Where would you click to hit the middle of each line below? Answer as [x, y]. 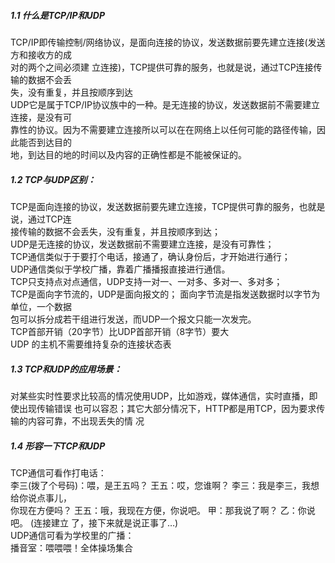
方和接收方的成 [41, 54]
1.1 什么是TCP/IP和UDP [58, 15]
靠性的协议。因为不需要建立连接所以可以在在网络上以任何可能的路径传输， [163, 129]
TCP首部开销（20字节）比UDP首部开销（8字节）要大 [120, 331]
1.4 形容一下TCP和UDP [58, 446]
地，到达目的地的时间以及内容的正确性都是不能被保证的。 [128, 154]
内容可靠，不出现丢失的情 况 [86, 421]
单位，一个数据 [41, 306]
